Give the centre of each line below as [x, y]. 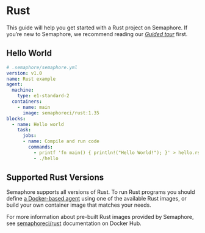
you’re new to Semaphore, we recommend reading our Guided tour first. [97, 34]
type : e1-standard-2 [43, 96]
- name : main [34, 107]
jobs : [29, 136]
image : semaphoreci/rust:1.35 [61, 113]
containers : [27, 102]
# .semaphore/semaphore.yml [42, 67]
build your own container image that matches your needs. [79, 205]
